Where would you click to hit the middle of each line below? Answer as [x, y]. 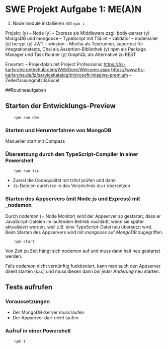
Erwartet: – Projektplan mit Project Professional [54, 64]
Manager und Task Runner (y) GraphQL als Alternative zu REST [71, 54]
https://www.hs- [128, 70]
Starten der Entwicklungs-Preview [60, 106]
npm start [25, 241]
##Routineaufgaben [26, 90]
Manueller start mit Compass [35, 141]
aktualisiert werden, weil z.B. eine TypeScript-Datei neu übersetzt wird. [79, 227]
